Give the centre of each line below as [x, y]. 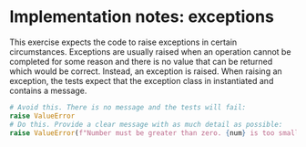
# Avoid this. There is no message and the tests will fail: [128, 107]
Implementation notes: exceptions [142, 17]
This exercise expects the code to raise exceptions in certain [123, 42]
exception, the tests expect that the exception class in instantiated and [142, 80]
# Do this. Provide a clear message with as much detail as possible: [146, 124]
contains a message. [48, 90]
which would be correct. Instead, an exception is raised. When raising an [146, 71]
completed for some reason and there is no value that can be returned [141, 61]
